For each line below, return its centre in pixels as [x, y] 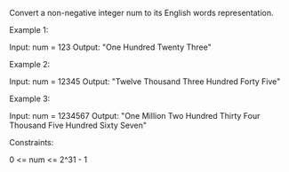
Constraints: [32, 142]
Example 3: [30, 98]
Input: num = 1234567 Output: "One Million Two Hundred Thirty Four [135, 116]
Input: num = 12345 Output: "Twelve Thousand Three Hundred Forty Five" [145, 82]
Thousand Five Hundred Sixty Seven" [78, 125]
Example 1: [29, 30]
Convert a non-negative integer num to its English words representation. [141, 13]
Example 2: [30, 64]
